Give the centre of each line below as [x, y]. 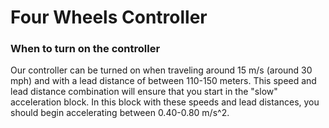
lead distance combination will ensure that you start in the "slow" [144, 92]
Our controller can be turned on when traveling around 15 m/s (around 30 [161, 70]
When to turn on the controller [85, 49]
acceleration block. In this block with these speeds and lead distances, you [165, 102]
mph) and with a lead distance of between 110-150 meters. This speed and [163, 81]
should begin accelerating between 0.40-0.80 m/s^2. [120, 113]
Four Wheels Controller [109, 17]
